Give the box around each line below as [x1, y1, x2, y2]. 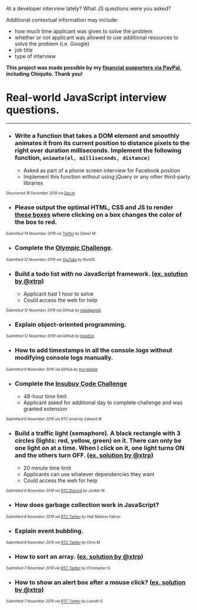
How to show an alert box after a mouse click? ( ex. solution [14, 578, 186, 586]
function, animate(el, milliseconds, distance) [14, 153, 151, 162]
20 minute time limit [23, 464, 72, 472]
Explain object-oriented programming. [14, 320, 127, 329]
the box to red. [14, 218, 57, 226]
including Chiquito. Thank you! [6, 71, 83, 77]
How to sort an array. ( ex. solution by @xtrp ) [14, 552, 144, 561]
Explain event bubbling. [14, 527, 84, 535]
